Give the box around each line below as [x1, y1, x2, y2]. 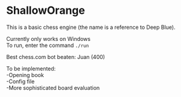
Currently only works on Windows [6, 35, 91, 42]
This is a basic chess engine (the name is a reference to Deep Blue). [6, 23, 176, 31]
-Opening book [6, 71, 44, 78]
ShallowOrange [6, 4, 86, 17]
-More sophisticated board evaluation [6, 84, 100, 91]
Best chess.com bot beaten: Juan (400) [6, 53, 106, 60]
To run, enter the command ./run [6, 42, 89, 49]
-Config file [6, 78, 35, 85]
